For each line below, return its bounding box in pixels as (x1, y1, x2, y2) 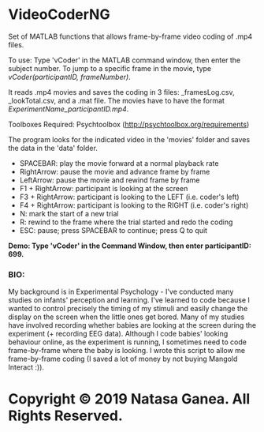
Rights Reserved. (8, 407, 124, 425)
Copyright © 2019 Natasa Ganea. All (8, 390, 251, 408)
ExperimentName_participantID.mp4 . (8, 104, 129, 114)
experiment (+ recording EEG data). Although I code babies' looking (8, 329, 229, 339)
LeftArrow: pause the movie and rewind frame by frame (19, 175, 200, 185)
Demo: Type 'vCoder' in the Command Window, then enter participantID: (8, 241, 252, 250)
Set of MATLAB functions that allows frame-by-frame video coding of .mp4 (8, 32, 253, 41)
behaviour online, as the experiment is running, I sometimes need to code (8, 337, 247, 347)
